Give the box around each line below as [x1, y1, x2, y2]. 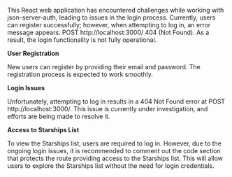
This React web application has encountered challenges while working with [7, 6, 224, 14]
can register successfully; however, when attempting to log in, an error [7, 21, 211, 29]
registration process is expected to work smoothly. [7, 70, 154, 78]
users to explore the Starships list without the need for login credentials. [7, 162, 215, 170]
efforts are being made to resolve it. [7, 112, 110, 120]
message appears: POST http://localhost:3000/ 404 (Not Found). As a [7, 28, 210, 36]
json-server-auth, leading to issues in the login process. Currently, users [7, 13, 216, 22]
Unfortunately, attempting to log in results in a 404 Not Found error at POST [7, 97, 226, 106]
